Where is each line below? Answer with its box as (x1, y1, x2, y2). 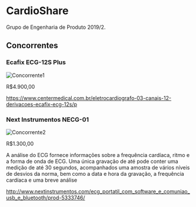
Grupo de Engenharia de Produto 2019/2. (6, 24, 106, 31)
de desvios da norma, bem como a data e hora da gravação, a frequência (6, 170, 184, 177)
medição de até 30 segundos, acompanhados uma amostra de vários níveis (6, 163, 190, 171)
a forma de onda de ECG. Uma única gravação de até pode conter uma (6, 158, 178, 165)
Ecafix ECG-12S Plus (6, 58, 66, 66)
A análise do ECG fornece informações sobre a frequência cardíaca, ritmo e (6, 151, 190, 158)
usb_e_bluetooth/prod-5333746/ (6, 194, 85, 201)
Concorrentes (6, 41, 58, 51)
